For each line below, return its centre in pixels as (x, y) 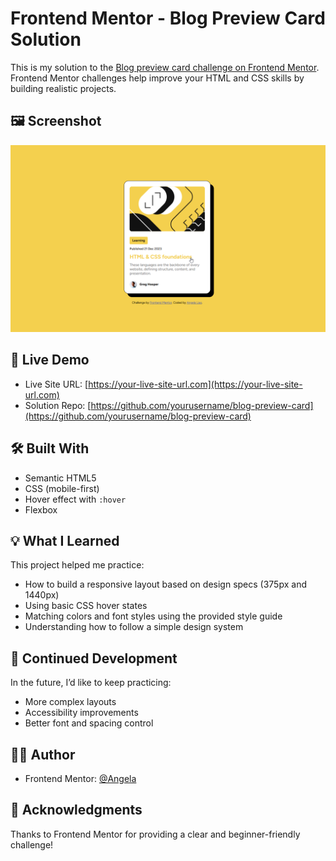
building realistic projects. (63, 88)
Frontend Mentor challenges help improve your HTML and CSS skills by (157, 78)
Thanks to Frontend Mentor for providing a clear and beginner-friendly (155, 834)
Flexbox (41, 509)
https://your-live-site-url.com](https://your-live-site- (195, 384)
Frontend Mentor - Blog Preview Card (168, 18)
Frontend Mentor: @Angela (80, 779)
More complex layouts (70, 702)
